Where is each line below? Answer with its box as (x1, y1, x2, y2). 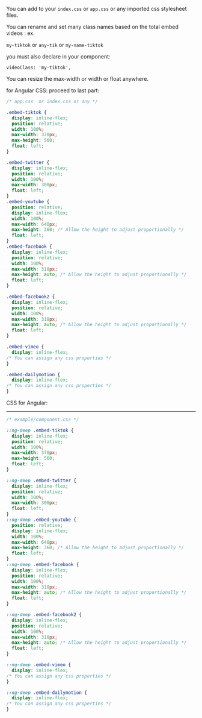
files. (6, 11, 19, 19)
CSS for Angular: (6, 399, 48, 406)
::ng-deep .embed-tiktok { (6, 427, 74, 433)
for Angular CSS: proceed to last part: (6, 87, 100, 94)
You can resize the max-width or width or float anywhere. (6, 75, 149, 82)
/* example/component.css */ (6, 417, 79, 423)
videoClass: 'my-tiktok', (6, 65, 71, 71)
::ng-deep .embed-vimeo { (6, 662, 71, 668)
